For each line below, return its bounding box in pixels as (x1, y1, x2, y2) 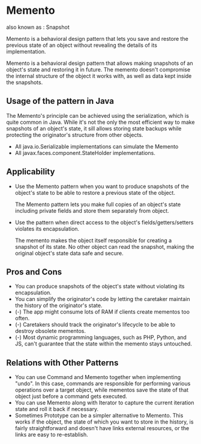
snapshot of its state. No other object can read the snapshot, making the (14, 243, 194, 250)
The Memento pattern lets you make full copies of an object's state (14, 201, 181, 208)
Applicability (6, 166, 55, 177)
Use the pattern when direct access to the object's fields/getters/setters (14, 219, 194, 226)
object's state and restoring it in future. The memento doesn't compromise (6, 65, 191, 73)
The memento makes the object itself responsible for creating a (14, 237, 172, 244)
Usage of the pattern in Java (6, 96, 114, 106)
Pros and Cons (6, 267, 62, 277)
